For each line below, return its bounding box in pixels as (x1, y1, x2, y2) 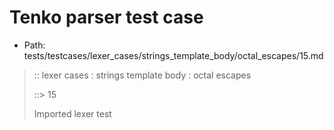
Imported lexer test (33, 107, 112, 120)
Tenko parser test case (9, 6, 204, 29)
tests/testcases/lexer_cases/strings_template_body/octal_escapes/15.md (23, 49, 324, 61)
